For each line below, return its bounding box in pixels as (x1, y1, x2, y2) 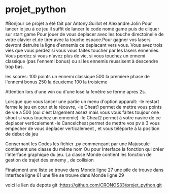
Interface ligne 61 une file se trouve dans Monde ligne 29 (5, 172, 124, 178)
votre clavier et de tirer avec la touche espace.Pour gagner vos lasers (5, 37, 151, 43)
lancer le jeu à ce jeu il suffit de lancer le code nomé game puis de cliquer (5, 25, 160, 31)
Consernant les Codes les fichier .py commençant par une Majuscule (5, 141, 150, 147)
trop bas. (5, 63, 24, 70)
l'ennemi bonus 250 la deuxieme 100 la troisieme (5, 79, 108, 85)
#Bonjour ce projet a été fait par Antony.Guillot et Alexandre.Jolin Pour (5, 20, 152, 26)
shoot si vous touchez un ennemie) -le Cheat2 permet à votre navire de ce (5, 114, 161, 120)
